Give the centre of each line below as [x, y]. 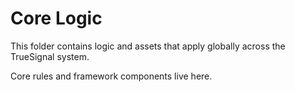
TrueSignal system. [50, 56]
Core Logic [56, 18]
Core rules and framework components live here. [111, 76]
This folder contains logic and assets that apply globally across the [148, 46]
